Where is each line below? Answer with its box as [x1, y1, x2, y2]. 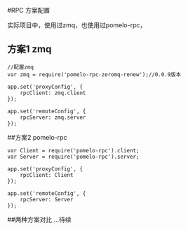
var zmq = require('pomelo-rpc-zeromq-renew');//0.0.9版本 [7, 71, 182, 78]
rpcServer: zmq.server [20, 114, 86, 121]
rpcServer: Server [20, 196, 74, 203]
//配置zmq [7, 64, 34, 71]
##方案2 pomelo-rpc [7, 133, 67, 141]
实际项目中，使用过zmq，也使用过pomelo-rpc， [7, 21, 147, 29]
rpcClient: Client [20, 171, 74, 178]
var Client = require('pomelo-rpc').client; [7, 147, 140, 154]
